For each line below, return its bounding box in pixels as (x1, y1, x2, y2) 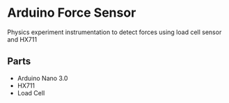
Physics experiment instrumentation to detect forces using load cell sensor (7, 28, 222, 36)
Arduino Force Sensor (7, 5, 136, 21)
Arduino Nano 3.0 (17, 74, 68, 82)
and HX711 (7, 35, 37, 43)
